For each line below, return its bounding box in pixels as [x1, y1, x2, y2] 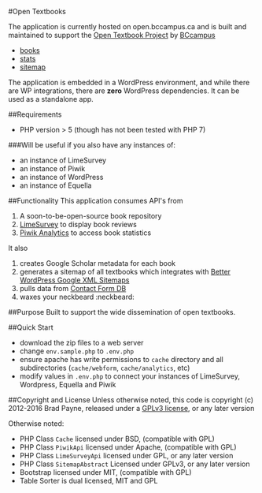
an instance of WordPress [19, 173, 104, 181]
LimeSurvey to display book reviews [19, 220, 138, 229]
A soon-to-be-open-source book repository [19, 211, 162, 220]
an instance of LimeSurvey [19, 155, 107, 165]
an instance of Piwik [19, 164, 86, 173]
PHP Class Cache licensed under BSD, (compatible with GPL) [19, 434, 215, 443]
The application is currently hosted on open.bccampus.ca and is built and [8, 22, 247, 31]
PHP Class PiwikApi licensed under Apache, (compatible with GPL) [19, 443, 238, 452]
